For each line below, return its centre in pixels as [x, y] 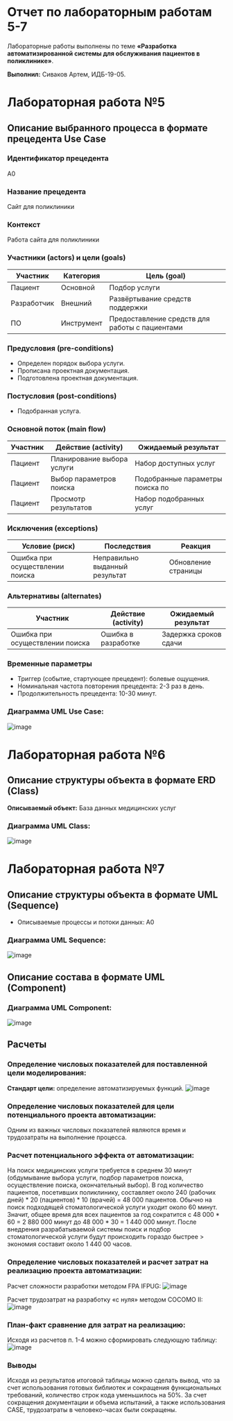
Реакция [196, 546]
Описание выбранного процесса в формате [107, 128]
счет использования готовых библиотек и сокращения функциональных [114, 1388]
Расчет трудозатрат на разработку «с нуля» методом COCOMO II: [105, 1300]
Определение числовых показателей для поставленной [107, 1064]
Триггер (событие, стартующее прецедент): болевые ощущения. [113, 679]
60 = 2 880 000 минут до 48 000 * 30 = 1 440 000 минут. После [102, 1222]
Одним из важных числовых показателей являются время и [96, 1130]
